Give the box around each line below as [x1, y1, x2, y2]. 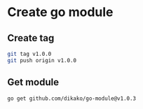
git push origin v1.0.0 [7, 57, 77, 64]
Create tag [7, 32, 55, 44]
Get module [7, 76, 60, 88]
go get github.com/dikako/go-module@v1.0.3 [7, 95, 137, 102]
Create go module [7, 4, 114, 20]
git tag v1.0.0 [7, 50, 52, 57]
